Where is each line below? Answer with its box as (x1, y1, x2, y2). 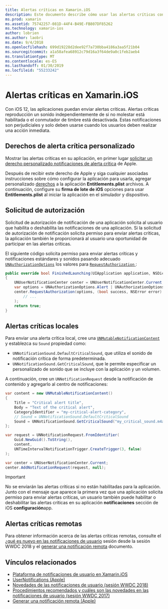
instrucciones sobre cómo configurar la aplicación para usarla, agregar (5, 175, 151, 181)
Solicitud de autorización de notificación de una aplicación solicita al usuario (5, 219, 163, 226)
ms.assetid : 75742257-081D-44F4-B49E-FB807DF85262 (5, 21, 113, 27)
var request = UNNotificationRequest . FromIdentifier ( (5, 433, 120, 438)
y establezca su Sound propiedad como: (5, 340, 86, 346)
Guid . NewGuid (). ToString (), (14, 437, 72, 443)
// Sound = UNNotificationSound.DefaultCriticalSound (14, 414, 128, 419)
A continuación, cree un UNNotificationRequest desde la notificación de (5, 376, 153, 382)
